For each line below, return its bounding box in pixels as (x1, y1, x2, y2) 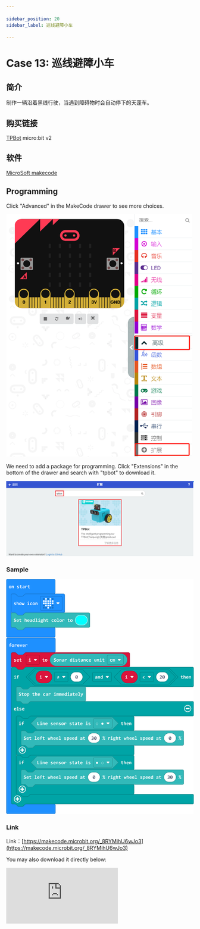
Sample (6, 565, 29, 574)
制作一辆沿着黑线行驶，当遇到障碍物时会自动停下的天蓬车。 (6, 99, 152, 107)
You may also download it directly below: (6, 856, 107, 863)
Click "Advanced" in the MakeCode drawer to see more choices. (6, 202, 164, 209)
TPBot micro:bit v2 (6, 134, 52, 142)
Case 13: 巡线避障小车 (6, 57, 115, 70)
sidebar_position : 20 (6, 15, 60, 22)
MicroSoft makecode (6, 169, 58, 176)
